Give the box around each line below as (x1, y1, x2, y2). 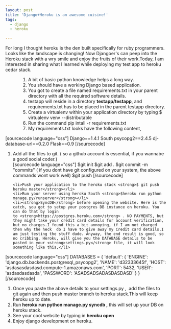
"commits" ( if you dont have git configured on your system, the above (12, 167, 161, 173)
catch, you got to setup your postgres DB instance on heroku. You (12, 205, 159, 210)
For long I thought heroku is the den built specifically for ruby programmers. (5, 45, 165, 51)
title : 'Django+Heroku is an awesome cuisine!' (5, 12, 109, 17)
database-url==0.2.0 (5, 141, 50, 147)
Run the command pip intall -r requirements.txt (28, 120, 127, 126)
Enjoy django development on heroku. (12, 318, 93, 324)
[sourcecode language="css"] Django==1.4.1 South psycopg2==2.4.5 (5, 135, 152, 142)
